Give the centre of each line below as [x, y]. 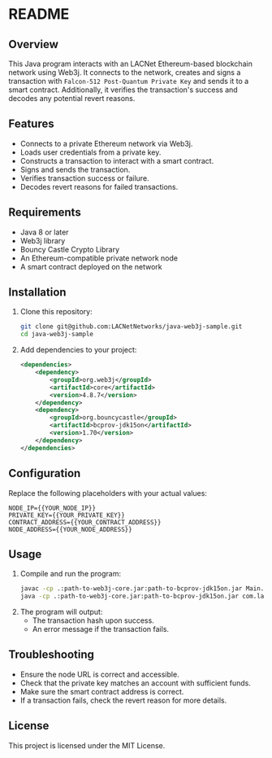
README [39, 14]
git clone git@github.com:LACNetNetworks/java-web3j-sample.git [131, 326]
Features [31, 124]
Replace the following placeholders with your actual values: [108, 493]
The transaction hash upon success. [93, 620]
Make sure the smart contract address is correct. [102, 691]
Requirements [45, 213]
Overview [34, 44]
